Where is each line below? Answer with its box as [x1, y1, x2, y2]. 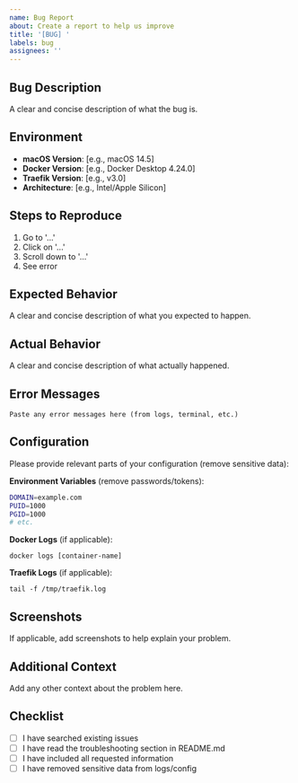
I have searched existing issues [22, 733, 139, 743]
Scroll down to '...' [22, 251, 89, 261]
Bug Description [9, 80, 101, 95]
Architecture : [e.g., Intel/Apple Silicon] [22, 181, 167, 193]
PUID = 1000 [9, 501, 47, 510]
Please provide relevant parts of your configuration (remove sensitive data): [9, 458, 289, 469]
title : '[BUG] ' [9, 30, 70, 39]
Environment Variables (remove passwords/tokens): [9, 475, 205, 486]
